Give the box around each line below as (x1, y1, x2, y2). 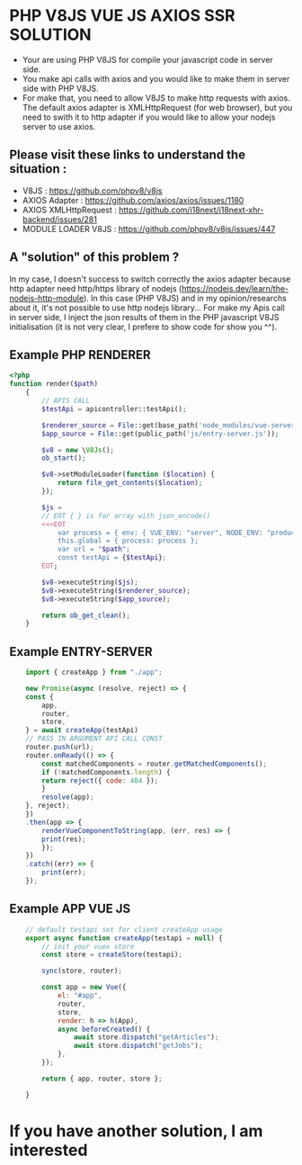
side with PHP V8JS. (22, 83, 99, 94)
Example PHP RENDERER (9, 347, 151, 363)
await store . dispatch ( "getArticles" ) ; (73, 1033, 219, 1042)
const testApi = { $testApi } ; (57, 553, 167, 562)
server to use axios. (22, 121, 96, 131)
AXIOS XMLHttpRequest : (22, 204, 117, 215)
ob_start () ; (41, 453, 87, 463)
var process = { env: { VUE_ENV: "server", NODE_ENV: (57, 528, 263, 537)
